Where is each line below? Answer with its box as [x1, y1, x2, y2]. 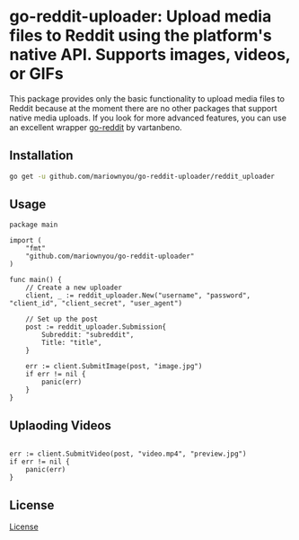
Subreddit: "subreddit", [41, 331, 135, 340]
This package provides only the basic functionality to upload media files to [9, 93, 286, 104]
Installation [9, 148, 74, 164]
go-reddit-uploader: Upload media [9, 6, 272, 27]
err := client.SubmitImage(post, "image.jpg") [25, 362, 203, 371]
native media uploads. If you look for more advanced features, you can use [9, 112, 287, 123]
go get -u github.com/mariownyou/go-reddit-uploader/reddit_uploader [9, 172, 276, 181]
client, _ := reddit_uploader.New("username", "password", [25, 291, 251, 300]
